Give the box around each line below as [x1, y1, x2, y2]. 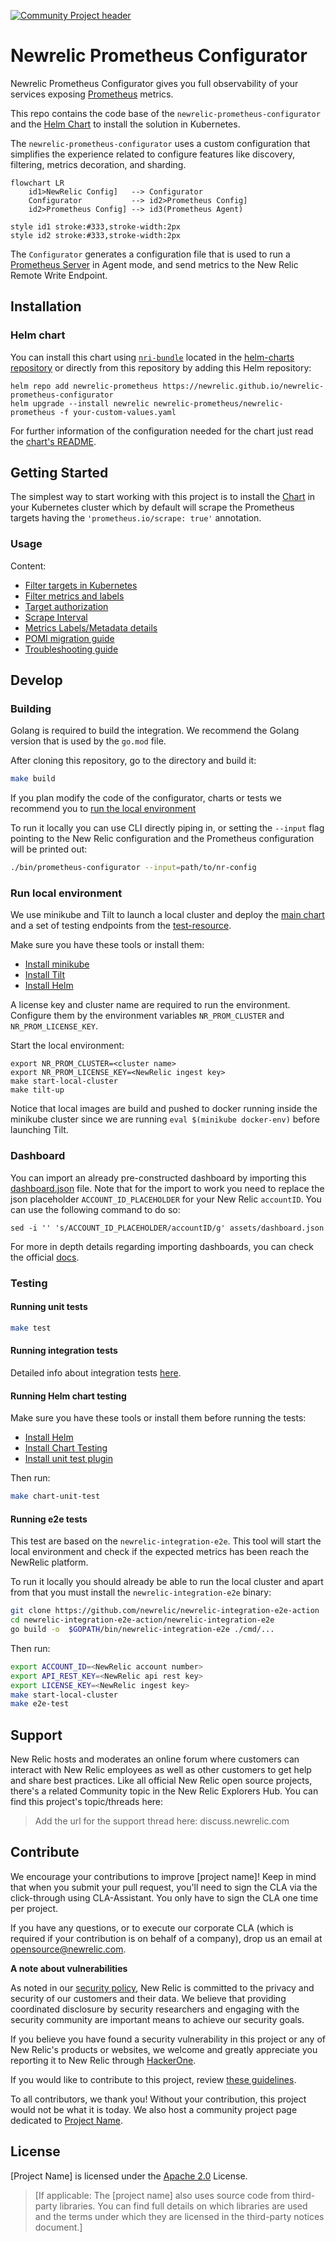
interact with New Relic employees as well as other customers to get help [10, 1764, 312, 1776]
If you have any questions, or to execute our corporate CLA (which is [10, 1921, 294, 1934]
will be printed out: [10, 843, 88, 855]
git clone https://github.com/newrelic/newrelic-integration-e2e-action [10, 1606, 320, 1616]
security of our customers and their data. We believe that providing [10, 1992, 287, 2004]
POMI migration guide [24, 632, 115, 644]
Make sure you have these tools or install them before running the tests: [10, 1412, 307, 1424]
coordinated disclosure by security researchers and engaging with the [10, 2003, 300, 2015]
